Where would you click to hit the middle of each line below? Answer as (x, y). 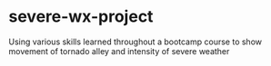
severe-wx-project (81, 17)
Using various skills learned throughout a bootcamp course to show (135, 42)
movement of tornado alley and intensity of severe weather (119, 51)
